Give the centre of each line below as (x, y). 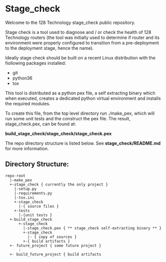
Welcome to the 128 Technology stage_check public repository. (70, 22)
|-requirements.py (33, 193)
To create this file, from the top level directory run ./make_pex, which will (80, 113)
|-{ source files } (38, 206)
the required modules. (28, 103)
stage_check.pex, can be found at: (41, 124)
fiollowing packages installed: (36, 63)
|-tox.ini (24, 198)
